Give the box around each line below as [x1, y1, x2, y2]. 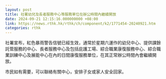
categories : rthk [5, 26, 41, 31]
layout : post [5, 7, 32, 12]
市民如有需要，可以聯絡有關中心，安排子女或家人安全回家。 [5, 69, 126, 75]
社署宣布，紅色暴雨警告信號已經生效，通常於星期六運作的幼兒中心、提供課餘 [5, 40, 161, 46]
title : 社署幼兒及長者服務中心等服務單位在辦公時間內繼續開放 [5, 12, 117, 17]
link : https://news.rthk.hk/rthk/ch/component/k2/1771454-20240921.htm [5, 21, 156, 26]
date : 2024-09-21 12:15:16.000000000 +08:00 [5, 16, 98, 21]
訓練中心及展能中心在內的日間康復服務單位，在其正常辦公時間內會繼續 [9, 52, 152, 58]
